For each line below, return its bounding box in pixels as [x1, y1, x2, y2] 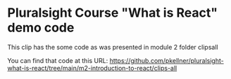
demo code [7, 20, 75, 36]
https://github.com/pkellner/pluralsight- [109, 56, 224, 64]
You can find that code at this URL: [7, 56, 108, 64]
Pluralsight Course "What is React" [7, 5, 218, 21]
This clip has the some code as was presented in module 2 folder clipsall [7, 43, 218, 51]
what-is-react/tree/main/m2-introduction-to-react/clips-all [7, 64, 177, 72]
